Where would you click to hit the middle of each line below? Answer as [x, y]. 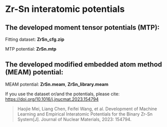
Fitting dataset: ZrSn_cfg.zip [35, 39]
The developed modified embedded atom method [84, 65]
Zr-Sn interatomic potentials [65, 9]
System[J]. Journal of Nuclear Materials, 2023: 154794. [74, 119]
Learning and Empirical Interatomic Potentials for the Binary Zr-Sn [85, 114]
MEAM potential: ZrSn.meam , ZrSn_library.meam [57, 84]
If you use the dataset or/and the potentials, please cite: [62, 94]
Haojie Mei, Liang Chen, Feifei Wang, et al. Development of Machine [87, 109]
